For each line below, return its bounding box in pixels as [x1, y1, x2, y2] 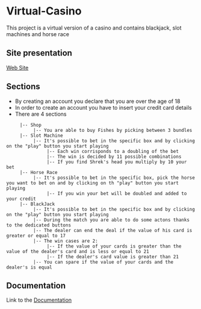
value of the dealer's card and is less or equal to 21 [6, 248, 149, 254]
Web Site [6, 64, 29, 71]
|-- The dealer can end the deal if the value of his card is [32, 227, 193, 233]
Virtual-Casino [6, 4, 82, 18]
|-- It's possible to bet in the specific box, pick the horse [32, 175, 196, 181]
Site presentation [6, 48, 72, 58]
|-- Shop [19, 122, 42, 128]
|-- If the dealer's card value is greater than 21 [46, 254, 179, 260]
